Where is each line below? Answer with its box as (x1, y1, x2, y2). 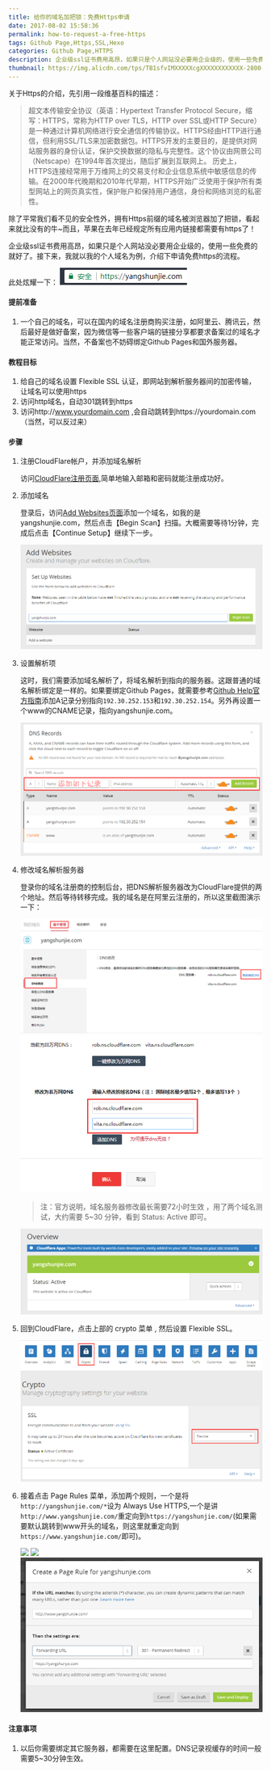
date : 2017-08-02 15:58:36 (8, 21, 99, 30)
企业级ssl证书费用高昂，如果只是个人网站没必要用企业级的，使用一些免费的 (8, 241, 258, 251)
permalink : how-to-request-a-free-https (8, 30, 147, 38)
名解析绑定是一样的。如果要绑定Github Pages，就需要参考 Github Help (19, 685, 253, 695)
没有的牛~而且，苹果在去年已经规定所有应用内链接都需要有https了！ (29, 223, 256, 234)
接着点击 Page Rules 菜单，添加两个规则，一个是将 (19, 1491, 190, 1500)
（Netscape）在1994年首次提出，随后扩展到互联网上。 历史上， (27, 156, 242, 166)
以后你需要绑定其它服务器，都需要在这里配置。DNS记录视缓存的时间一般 (19, 1743, 262, 1753)
